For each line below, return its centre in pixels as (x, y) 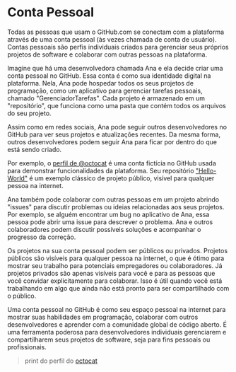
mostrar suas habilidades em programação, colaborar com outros (103, 317)
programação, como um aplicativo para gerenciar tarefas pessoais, (105, 91)
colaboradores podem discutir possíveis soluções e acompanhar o (104, 229)
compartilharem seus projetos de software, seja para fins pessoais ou (109, 339)
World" (18, 178)
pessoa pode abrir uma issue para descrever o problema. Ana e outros (110, 222)
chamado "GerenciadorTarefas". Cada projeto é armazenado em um (106, 98)
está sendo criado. (35, 149)
